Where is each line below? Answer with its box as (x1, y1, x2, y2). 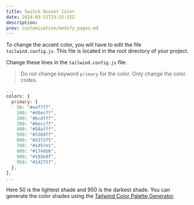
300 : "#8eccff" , (16, 121, 57, 127)
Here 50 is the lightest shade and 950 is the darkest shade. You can (6, 186, 170, 193)
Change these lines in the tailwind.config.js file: (6, 59, 127, 66)
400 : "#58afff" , (16, 126, 57, 133)
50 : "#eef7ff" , (16, 104, 54, 110)
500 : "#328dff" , (16, 132, 57, 138)
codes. (20, 77, 38, 84)
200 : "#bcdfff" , (16, 115, 57, 121)
